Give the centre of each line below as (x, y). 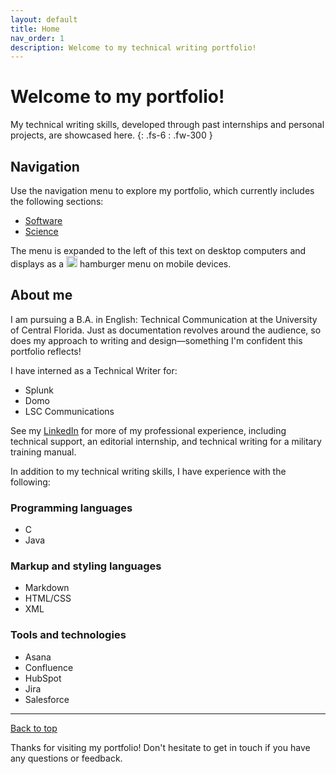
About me (41, 295)
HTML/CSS (48, 598)
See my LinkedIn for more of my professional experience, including (148, 430)
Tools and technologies (68, 635)
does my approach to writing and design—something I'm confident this (156, 340)
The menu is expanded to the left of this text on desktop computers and (158, 250)
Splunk (39, 390)
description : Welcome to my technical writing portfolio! (133, 47)
